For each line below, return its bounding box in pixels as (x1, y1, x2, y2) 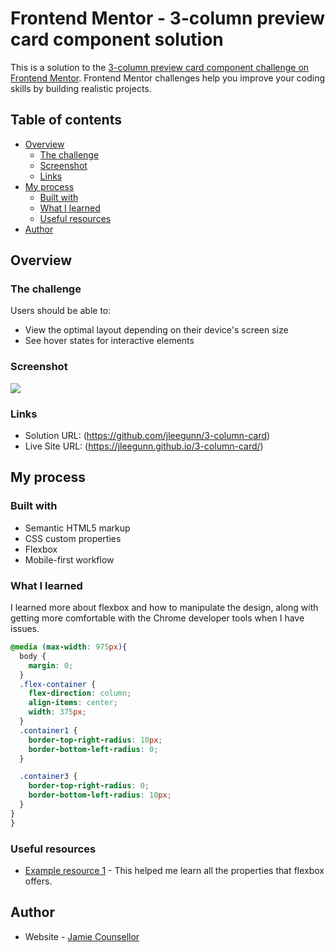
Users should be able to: (10, 305, 112, 317)
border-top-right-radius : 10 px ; (28, 735, 163, 745)
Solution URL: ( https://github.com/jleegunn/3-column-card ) (24, 430, 271, 442)
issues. (10, 623, 40, 635)
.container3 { (19, 772, 78, 782)
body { (19, 651, 47, 661)
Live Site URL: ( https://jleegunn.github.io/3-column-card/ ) (24, 440, 264, 452)
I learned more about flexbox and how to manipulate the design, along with (10, 602, 319, 614)
